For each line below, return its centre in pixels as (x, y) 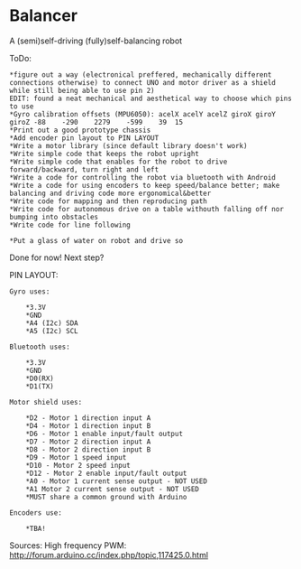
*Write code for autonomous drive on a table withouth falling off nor (146, 209)
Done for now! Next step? (57, 257)
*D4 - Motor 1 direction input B (88, 425)
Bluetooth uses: (40, 347)
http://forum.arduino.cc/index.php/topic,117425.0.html (109, 555)
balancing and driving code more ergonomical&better (110, 193)
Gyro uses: (30, 291)
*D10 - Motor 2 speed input (78, 465)
